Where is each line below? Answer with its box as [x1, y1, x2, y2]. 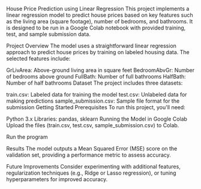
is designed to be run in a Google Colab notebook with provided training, [6, 24, 186, 31]
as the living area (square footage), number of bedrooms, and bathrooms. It [6, 18, 193, 25]
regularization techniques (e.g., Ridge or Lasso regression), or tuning [6, 169, 176, 176]
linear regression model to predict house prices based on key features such [6, 11, 193, 19]
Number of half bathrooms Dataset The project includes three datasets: [6, 79, 183, 86]
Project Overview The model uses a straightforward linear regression [6, 42, 177, 49]
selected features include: [6, 55, 71, 62]
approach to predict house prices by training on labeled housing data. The [6, 49, 190, 56]
